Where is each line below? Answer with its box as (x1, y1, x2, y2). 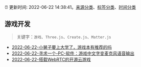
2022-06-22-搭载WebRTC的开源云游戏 (11, 56, 91, 62)
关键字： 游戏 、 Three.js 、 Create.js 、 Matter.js (16, 34, 111, 40)
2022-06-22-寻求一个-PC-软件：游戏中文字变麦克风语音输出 (11, 50, 135, 56)
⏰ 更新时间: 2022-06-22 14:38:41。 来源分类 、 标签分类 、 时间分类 (4, 4, 136, 10)
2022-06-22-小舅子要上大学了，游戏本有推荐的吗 (11, 44, 112, 50)
